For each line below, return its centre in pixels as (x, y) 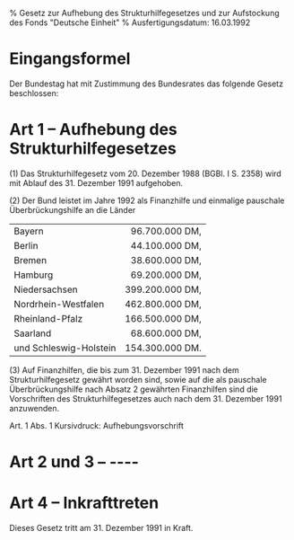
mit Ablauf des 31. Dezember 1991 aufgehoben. (96, 182)
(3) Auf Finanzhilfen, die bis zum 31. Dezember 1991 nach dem (124, 370)
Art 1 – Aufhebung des (93, 130)
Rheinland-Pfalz (48, 318)
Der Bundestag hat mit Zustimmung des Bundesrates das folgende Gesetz (147, 84)
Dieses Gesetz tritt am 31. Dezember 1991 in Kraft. (101, 528)
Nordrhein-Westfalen (59, 304)
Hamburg (34, 275)
